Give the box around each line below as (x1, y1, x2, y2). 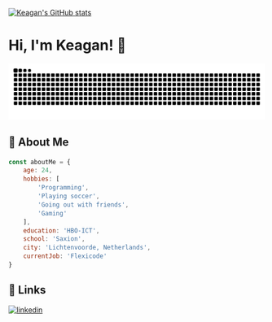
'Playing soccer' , (37, 192, 100, 200)
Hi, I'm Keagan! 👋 (8, 37, 127, 54)
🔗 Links (8, 283, 46, 297)
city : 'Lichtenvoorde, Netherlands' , (23, 244, 151, 252)
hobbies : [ (23, 175, 60, 183)
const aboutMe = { (8, 158, 71, 166)
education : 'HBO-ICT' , (23, 226, 100, 235)
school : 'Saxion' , (23, 235, 86, 243)
